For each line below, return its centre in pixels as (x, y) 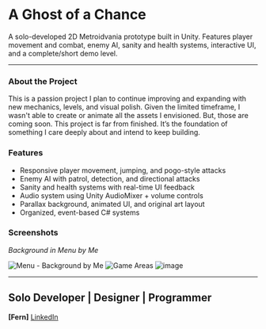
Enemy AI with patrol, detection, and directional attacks (110, 178)
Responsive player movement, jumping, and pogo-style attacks (123, 170)
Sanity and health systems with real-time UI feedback (107, 187)
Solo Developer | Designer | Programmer (110, 298)
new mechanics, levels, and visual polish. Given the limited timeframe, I (124, 107)
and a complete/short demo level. (63, 53)
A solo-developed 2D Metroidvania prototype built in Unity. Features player (131, 36)
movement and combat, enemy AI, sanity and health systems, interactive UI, (132, 44)
